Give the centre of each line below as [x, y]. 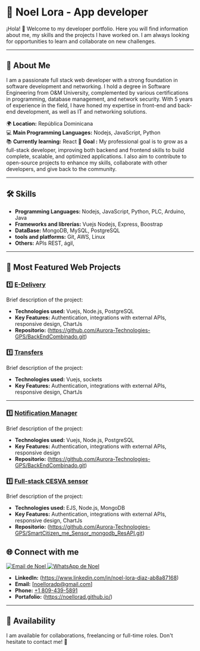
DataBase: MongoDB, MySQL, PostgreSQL [67, 230]
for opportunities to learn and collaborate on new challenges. [81, 41]
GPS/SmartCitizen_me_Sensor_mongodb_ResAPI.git [79, 533]
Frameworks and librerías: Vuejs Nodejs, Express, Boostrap [89, 224]
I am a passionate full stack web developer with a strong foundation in [92, 80]
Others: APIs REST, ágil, [44, 243]
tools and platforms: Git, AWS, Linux [60, 236]
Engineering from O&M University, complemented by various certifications [97, 92]
